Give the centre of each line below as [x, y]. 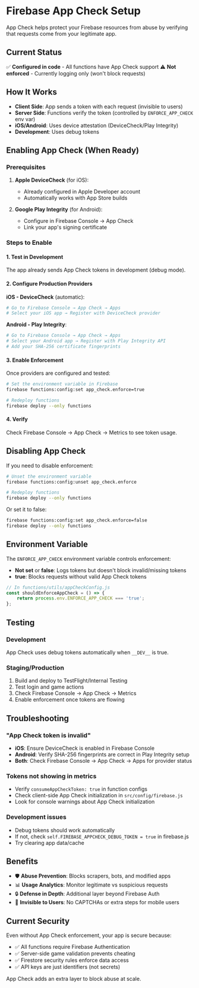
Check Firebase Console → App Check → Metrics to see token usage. [91, 433]
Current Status [34, 53]
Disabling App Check [46, 451]
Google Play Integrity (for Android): [59, 210]
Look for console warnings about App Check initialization [85, 802]
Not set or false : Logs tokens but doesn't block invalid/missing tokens [100, 570]
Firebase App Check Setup [73, 11]
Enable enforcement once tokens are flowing [70, 700]
